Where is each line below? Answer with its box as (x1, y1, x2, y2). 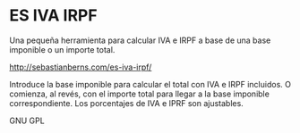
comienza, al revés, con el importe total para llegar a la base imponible (9, 88, 270, 99)
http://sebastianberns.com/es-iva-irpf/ (9, 62, 152, 72)
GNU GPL (9, 115, 45, 126)
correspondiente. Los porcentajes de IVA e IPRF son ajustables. (9, 97, 244, 108)
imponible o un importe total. (9, 44, 116, 54)
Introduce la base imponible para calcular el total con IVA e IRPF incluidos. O (9, 79, 291, 89)
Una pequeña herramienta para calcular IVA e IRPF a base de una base (9, 35, 271, 46)
